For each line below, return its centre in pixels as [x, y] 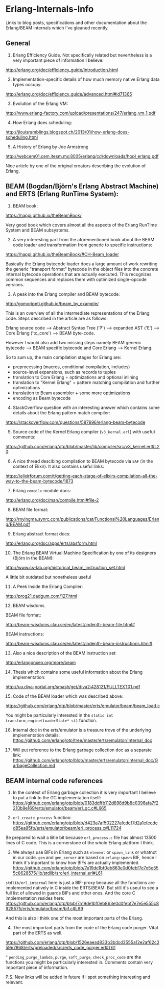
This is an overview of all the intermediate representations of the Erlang [78, 313]
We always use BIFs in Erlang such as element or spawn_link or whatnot [85, 852]
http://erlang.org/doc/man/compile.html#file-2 [52, 500]
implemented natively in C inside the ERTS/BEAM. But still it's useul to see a [82, 888]
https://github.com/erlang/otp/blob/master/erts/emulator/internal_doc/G [85, 760]
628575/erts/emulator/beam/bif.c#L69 [45, 909]
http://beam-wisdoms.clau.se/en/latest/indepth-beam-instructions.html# [79, 643]
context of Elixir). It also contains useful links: [58, 466]
